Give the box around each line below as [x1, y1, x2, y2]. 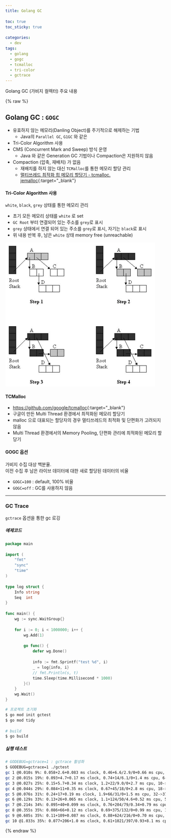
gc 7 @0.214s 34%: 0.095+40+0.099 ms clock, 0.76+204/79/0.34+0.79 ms [5, 802, 158, 807]
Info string [14, 589, 40, 595]
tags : [5, 46, 17, 51]
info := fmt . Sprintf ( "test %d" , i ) [32, 660, 108, 665]
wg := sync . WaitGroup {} [14, 617, 65, 622]
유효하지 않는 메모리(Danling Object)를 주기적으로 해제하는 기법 [12, 127, 140, 133]
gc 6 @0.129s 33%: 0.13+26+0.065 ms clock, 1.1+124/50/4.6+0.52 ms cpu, [5, 797, 163, 802]
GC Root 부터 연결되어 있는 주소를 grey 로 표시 [12, 219, 103, 225]
